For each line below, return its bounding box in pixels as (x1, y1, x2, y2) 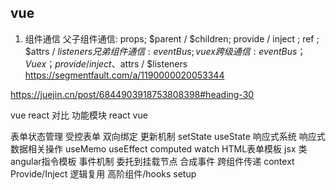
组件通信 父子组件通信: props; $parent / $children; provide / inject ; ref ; (24, 32, 320, 45)
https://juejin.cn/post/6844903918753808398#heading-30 (10, 88, 255, 100)
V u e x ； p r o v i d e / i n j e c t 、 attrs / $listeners (24, 57, 188, 70)
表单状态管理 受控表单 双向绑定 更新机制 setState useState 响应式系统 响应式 (10, 130, 326, 142)
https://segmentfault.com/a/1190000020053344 (24, 69, 225, 81)
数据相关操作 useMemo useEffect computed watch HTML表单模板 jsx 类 (10, 142, 308, 155)
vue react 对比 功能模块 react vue (10, 109, 148, 121)
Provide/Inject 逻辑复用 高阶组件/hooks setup (10, 167, 197, 180)
